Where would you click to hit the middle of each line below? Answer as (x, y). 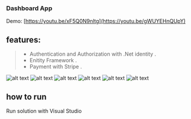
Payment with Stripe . (55, 67)
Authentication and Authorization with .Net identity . (93, 54)
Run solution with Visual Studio (44, 111)
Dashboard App (29, 8)
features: (23, 40)
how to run (26, 97)
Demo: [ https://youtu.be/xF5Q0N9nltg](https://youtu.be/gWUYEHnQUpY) (96, 21)
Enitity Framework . (53, 60)
